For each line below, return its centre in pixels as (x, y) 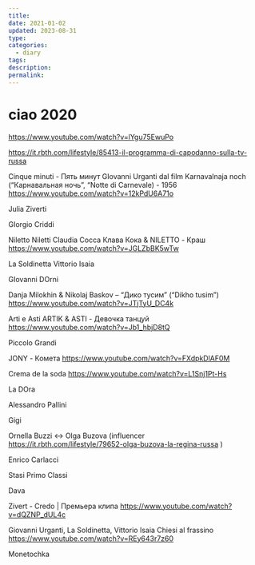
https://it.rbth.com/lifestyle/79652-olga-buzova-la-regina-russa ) (116, 444)
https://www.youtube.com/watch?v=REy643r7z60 (91, 538)
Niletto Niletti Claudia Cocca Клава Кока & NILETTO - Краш (107, 240)
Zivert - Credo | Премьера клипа (63, 506)
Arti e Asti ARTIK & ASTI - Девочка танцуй (79, 318)
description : (30, 68)
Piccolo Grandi (33, 342)
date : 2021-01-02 (37, 23)
